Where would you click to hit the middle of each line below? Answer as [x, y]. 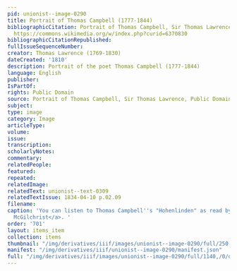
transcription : [30, 145]
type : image [25, 112]
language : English [34, 73]
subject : [20, 106]
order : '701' [26, 224]
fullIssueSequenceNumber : [45, 47]
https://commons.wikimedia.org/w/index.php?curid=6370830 [101, 34]
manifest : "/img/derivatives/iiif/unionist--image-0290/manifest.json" [115, 250]
